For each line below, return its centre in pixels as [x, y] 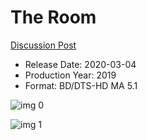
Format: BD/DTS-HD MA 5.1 [81, 85]
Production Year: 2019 [70, 75]
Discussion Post [43, 45]
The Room [53, 17]
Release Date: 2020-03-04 [80, 64]
